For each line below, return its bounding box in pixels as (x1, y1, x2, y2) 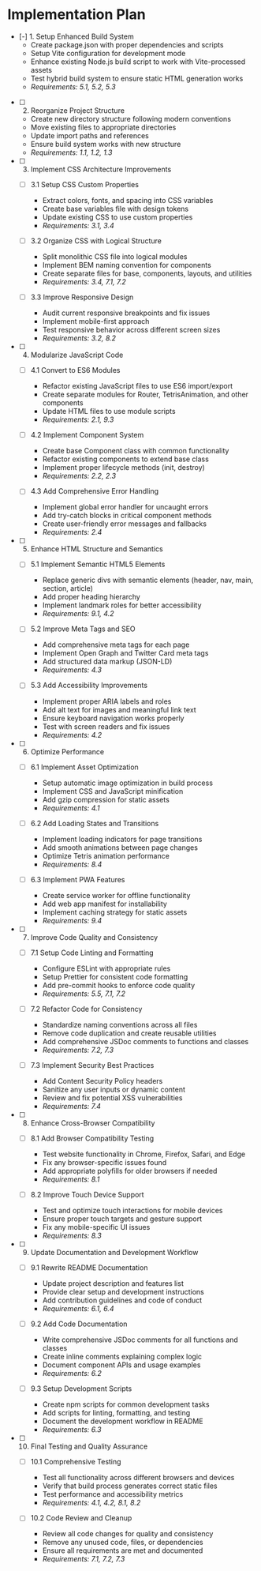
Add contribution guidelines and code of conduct (42, 1295, 203, 1305)
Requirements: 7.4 (42, 1101, 102, 1111)
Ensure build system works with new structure (30, 139, 181, 148)
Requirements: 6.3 (42, 1425, 102, 1434)
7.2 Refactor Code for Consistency (30, 1004, 143, 1013)
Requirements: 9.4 (42, 915, 103, 925)
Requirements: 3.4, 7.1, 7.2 (42, 277, 127, 287)
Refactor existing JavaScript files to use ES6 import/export (42, 381, 233, 391)
